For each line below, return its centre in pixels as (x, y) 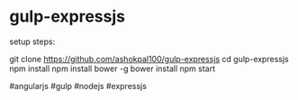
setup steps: (32, 41)
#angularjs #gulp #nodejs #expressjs (78, 86)
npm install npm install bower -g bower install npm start (113, 68)
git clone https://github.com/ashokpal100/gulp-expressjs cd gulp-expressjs (149, 59)
